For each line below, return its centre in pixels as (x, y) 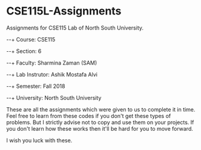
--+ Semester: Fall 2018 (36, 86)
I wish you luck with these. (39, 140)
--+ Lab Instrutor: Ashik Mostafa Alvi (52, 74)
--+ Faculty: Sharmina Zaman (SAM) (52, 63)
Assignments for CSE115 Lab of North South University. (75, 28)
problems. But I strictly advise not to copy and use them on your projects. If (100, 122)
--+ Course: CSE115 (31, 39)
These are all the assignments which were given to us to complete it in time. (101, 109)
